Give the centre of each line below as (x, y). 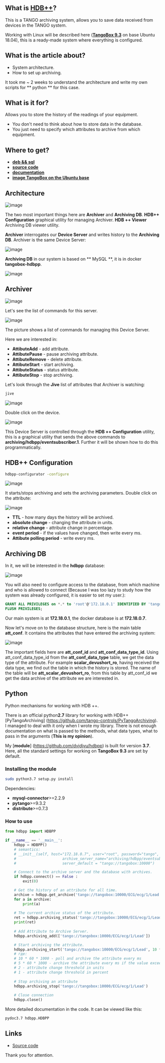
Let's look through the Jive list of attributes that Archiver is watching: (75, 384)
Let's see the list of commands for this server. (52, 310)
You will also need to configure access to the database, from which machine (82, 585)
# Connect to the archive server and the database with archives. (83, 872)
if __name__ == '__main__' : (34, 840)
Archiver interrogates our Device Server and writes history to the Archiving (82, 235)
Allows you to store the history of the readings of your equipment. (72, 115)
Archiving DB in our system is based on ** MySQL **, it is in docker (73, 259)
